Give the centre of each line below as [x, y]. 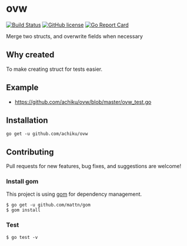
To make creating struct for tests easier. [54, 69]
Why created [30, 55]
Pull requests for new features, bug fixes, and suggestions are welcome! [94, 166]
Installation [27, 120]
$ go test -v [22, 237]
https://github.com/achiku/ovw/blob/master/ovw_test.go [83, 101]
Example [22, 88]
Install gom [22, 182]
